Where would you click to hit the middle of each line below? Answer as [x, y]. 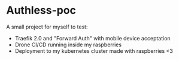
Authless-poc [41, 10]
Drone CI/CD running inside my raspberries [68, 45]
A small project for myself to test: [47, 27]
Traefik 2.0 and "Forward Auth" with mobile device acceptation [92, 38]
